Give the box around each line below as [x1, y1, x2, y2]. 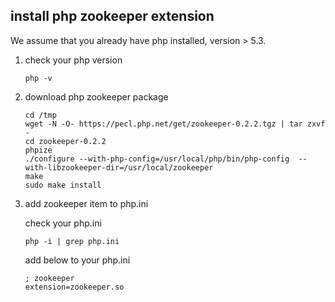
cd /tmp [24, 110, 57, 120]
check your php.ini [24, 217, 102, 229]
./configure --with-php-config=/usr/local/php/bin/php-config [24, 154, 290, 164]
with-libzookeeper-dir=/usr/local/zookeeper [24, 162, 214, 173]
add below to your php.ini [24, 254, 131, 266]
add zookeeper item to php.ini [24, 197, 149, 209]
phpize [24, 145, 53, 155]
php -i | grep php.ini [24, 236, 120, 246]
